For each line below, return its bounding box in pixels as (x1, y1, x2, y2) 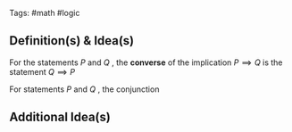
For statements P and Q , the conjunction (9, 84, 160, 95)
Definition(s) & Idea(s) (9, 33, 135, 48)
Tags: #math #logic (9, 8, 80, 18)
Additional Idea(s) (9, 110, 112, 125)
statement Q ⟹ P (9, 66, 76, 77)
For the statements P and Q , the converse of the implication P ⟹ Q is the (9, 57, 283, 68)
